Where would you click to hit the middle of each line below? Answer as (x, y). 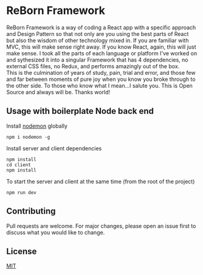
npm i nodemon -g (28, 137)
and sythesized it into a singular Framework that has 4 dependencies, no (97, 60)
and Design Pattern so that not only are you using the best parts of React (98, 33)
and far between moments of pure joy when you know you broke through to (101, 79)
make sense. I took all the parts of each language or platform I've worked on (102, 53)
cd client (19, 165)
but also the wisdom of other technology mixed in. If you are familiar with (98, 40)
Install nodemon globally (37, 126)
